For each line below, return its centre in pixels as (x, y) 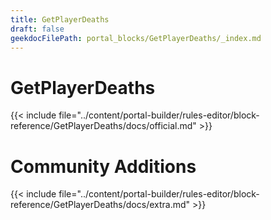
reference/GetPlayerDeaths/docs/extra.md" (100, 205)
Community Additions (103, 166)
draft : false (37, 29)
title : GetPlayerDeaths (60, 19)
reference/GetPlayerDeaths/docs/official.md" (103, 126)
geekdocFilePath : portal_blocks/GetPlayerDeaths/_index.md (136, 38)
